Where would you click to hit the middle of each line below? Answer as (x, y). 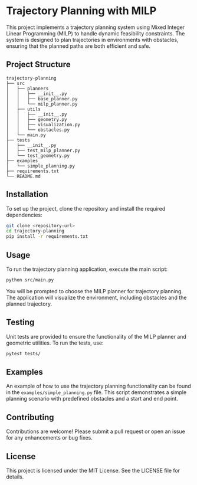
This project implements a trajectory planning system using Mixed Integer (96, 27)
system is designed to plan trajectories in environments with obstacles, (92, 40)
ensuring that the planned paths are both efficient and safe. (78, 46)
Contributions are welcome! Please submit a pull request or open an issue (96, 431)
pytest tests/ (24, 353)
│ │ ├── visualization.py (43, 124)
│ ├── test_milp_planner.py (43, 150)
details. (15, 477)
